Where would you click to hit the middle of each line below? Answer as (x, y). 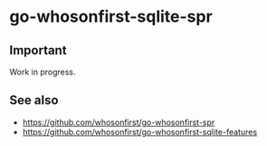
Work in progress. (43, 72)
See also (34, 100)
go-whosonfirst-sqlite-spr (111, 17)
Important (38, 50)
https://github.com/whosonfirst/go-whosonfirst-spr (119, 122)
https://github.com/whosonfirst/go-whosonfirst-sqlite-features (140, 131)
